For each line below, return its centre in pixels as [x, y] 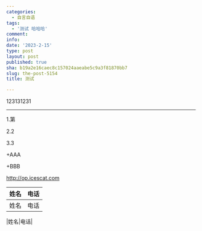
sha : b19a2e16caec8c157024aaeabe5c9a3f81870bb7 [67, 68]
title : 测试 [20, 79]
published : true [26, 62]
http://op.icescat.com [33, 178]
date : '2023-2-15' [29, 46]
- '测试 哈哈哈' [30, 29]
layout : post [23, 57]
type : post [20, 51]
